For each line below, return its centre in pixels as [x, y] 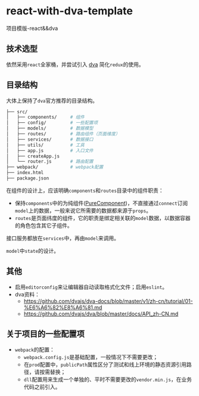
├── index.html [25, 173]
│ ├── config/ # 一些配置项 [52, 123]
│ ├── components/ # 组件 [45, 117]
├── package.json [28, 178]
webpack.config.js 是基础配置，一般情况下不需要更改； [91, 357]
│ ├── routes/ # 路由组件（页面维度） [63, 134]
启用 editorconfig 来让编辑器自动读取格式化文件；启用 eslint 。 [91, 287]
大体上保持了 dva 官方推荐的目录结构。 [52, 100]
